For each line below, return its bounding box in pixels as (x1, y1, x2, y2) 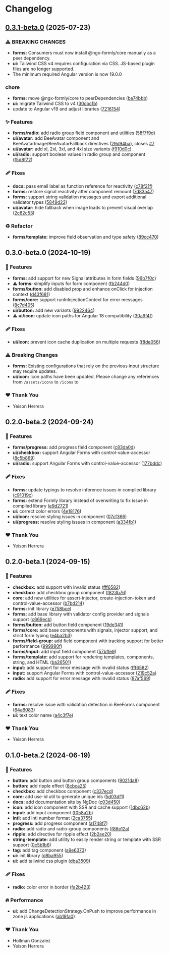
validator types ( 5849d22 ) (12, 199, 68, 205)
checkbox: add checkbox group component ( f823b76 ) (12, 589, 127, 595)
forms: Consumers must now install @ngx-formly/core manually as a (12, 49, 156, 55)
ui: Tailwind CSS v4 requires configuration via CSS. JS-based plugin (12, 60, 155, 66)
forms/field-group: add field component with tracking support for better (12, 638, 164, 644)
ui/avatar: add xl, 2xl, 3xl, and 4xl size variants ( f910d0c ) (12, 146, 132, 152)
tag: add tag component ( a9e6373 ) (12, 847, 87, 853)
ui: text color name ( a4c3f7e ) (12, 712, 74, 718)
